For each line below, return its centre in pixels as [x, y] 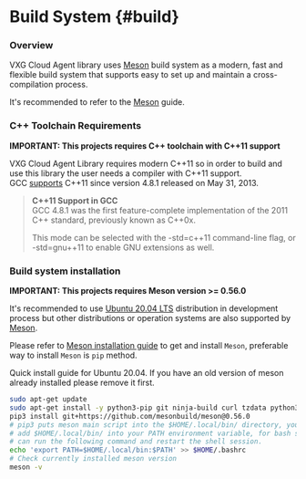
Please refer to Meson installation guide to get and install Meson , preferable [149, 346]
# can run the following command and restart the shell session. [136, 442]
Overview [31, 46]
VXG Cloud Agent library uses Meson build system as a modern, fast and [147, 65]
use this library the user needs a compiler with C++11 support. [126, 173]
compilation [31, 85]
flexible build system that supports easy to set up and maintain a [131, 75]
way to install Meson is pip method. [74, 355]
